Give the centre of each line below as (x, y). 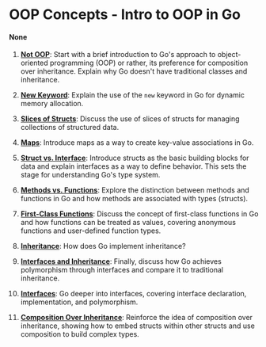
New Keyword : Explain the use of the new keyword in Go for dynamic (132, 95)
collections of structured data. (70, 128)
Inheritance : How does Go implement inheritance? (103, 246)
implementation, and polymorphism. (79, 302)
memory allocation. (52, 104)
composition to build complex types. (80, 334)
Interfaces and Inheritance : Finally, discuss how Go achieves (121, 261)
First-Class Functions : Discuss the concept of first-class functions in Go (139, 214)
